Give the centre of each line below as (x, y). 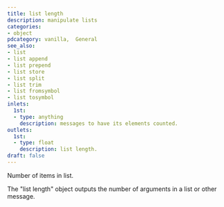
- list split (26, 78)
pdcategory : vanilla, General (52, 40)
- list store (26, 72)
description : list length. (59, 149)
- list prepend (29, 65)
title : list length (35, 14)
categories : (24, 26)
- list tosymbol (31, 98)
